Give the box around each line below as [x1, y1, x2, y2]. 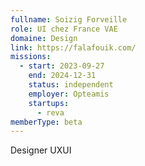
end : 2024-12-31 [28, 71, 97, 81]
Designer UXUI [10, 144, 72, 156]
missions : [10, 52, 52, 62]
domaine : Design [10, 33, 78, 43]
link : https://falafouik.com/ [10, 42, 137, 53]
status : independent [28, 80, 114, 90]
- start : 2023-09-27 [19, 61, 105, 71]
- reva [36, 107, 65, 118]
